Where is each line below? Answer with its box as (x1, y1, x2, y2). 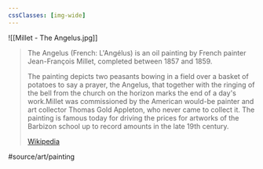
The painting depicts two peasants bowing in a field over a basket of (27, 71, 249, 81)
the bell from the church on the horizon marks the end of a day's (27, 88, 237, 98)
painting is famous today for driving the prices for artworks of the (27, 113, 239, 122)
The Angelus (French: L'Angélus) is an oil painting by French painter (27, 48, 247, 57)
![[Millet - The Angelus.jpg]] (8, 33, 98, 42)
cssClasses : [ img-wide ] (8, 11, 86, 20)
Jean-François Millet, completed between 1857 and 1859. (27, 56, 213, 66)
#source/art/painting (8, 152, 75, 161)
